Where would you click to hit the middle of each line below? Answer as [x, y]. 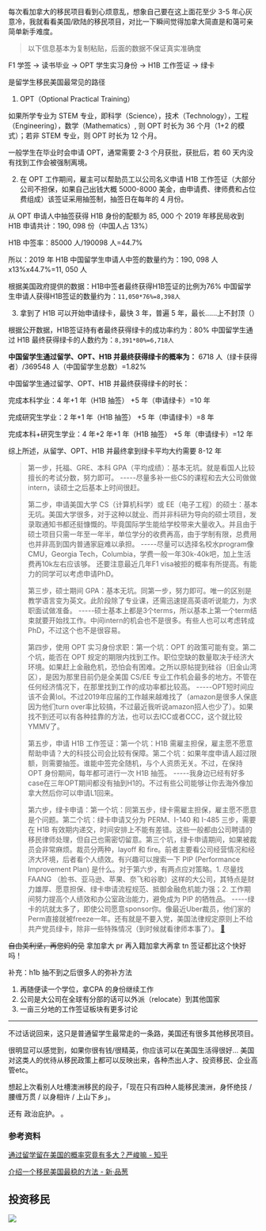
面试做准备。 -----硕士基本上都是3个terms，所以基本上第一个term [142, 610]
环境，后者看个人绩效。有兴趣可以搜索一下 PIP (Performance [141, 859]
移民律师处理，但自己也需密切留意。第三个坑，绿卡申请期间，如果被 [139, 840]
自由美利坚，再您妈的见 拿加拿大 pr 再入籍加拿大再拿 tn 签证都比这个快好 [127, 945]
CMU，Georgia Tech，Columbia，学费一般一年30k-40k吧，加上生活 [139, 554]
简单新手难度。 [32, 31]
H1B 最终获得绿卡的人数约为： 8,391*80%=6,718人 [95, 340]
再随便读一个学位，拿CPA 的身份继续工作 [87, 989]
